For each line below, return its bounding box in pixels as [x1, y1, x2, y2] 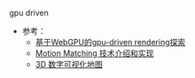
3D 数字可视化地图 [35, 59, 104, 69]
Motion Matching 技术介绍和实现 [35, 48, 154, 58]
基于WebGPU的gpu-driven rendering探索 [35, 37, 186, 47]
